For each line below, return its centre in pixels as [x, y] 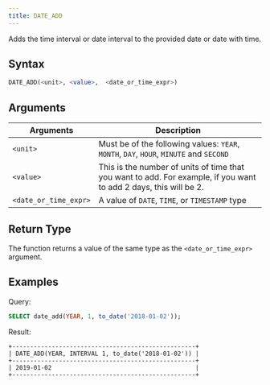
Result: [20, 332]
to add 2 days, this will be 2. [151, 188]
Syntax [27, 64]
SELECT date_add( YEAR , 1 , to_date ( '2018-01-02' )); [95, 316]
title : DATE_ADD [35, 16]
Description [178, 130]
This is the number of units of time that [172, 168]
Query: [20, 301]
